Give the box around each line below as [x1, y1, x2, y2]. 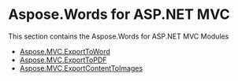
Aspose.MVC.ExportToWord [19, 46, 110, 56]
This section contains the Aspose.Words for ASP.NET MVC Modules [8, 31, 229, 41]
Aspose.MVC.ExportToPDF [19, 55, 107, 64]
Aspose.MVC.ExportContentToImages [19, 63, 143, 72]
